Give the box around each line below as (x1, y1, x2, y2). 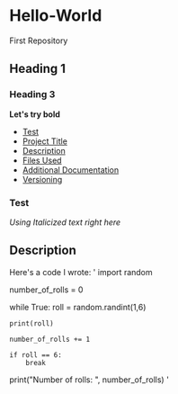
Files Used (22, 155, 62, 166)
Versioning (22, 174, 63, 184)
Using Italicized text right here (9, 217, 121, 228)
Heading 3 (9, 88, 56, 101)
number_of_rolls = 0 (9, 284, 84, 295)
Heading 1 (9, 61, 66, 76)
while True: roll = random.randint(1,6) (9, 301, 147, 312)
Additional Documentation (22, 164, 120, 175)
